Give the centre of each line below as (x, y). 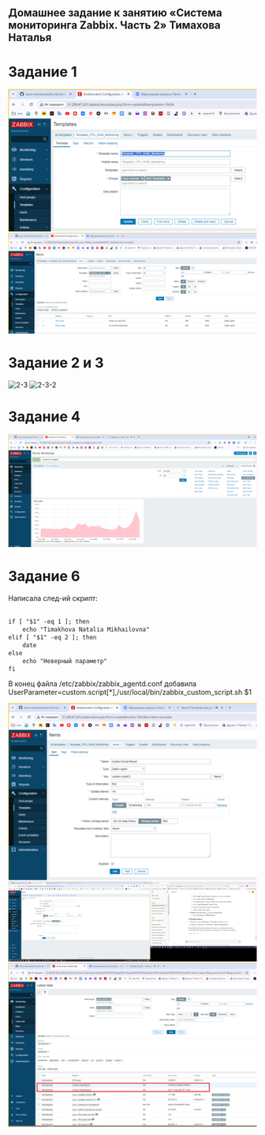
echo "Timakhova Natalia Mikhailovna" (86, 629)
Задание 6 (44, 576)
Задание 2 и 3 (56, 363)
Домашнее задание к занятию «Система (115, 13)
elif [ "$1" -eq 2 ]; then (52, 637)
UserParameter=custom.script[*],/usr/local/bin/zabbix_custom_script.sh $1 (130, 692)
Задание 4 (45, 417)
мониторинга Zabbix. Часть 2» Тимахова (114, 26)
